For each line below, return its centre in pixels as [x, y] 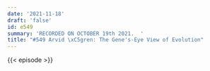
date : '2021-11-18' [36, 14]
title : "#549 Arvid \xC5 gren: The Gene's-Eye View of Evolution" [105, 40]
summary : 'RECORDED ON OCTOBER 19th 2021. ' [75, 33]
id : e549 [20, 27]
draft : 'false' [30, 20]
